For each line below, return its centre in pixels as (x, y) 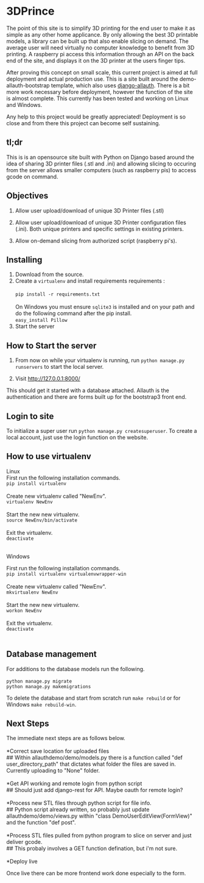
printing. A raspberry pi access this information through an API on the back (100, 54)
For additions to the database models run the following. (76, 669)
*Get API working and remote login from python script (74, 783)
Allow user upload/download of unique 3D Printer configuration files (101, 222)
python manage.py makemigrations (49, 686)
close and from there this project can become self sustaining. (83, 123)
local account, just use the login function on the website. (77, 437)
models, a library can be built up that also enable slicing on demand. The (97, 41)
